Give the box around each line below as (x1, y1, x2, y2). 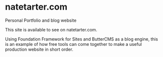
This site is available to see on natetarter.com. (5, 27, 98, 32)
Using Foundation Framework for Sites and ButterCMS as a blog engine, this (5, 36, 158, 42)
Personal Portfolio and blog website (5, 17, 77, 23)
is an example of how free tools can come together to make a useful (5, 41, 142, 47)
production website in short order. (5, 46, 73, 52)
